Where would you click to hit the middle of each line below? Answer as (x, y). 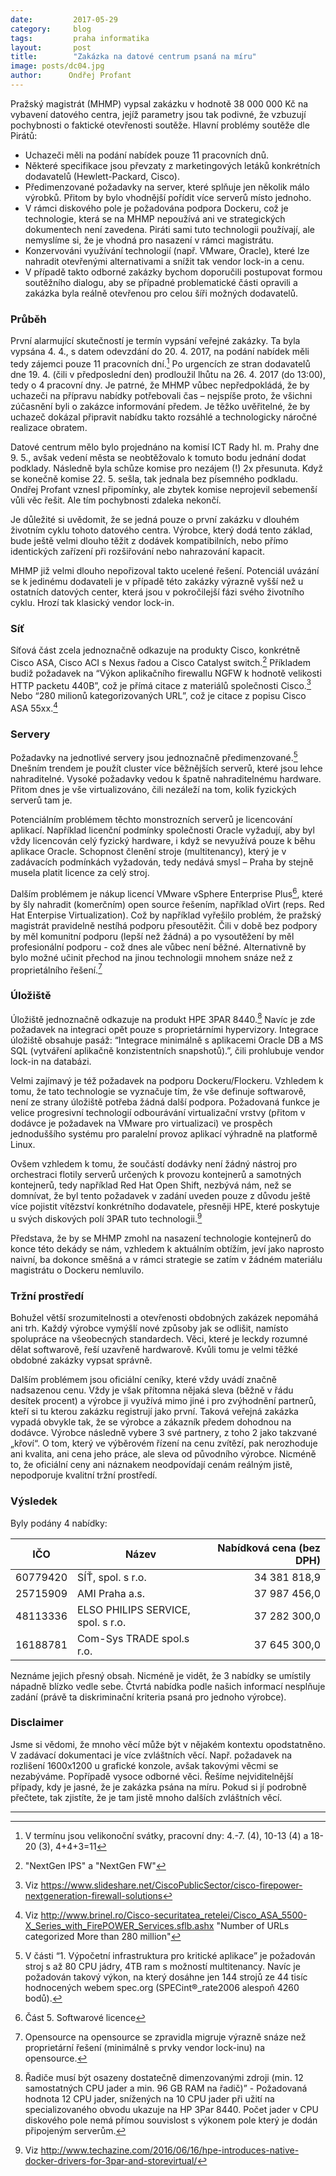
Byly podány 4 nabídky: (59, 1523)
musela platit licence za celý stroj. (80, 873)
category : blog (51, 29)
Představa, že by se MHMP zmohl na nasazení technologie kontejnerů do (161, 1238)
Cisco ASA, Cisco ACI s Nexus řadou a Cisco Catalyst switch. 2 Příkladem (161, 661)
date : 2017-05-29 (64, 19)
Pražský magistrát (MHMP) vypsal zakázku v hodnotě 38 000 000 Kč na (159, 103)
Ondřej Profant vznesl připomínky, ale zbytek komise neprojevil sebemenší (164, 489)
